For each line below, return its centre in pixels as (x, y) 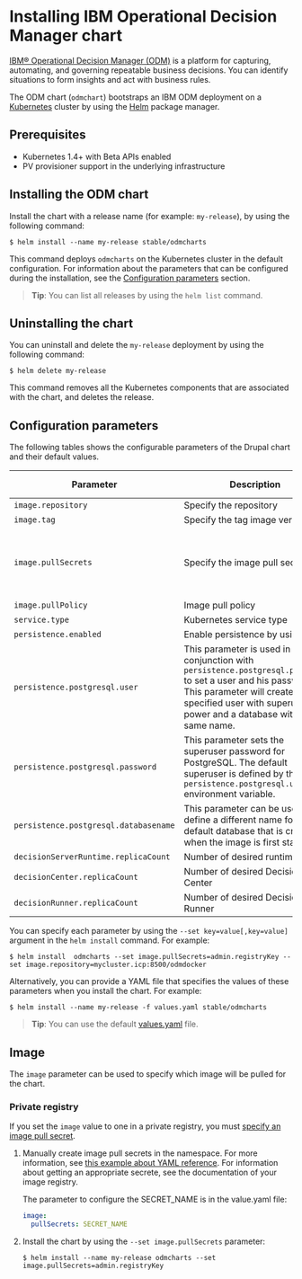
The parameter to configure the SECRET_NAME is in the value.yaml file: (155, 1199)
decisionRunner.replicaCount (76, 903)
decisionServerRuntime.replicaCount (92, 857)
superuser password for (235, 751)
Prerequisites (48, 135)
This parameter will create (239, 692)
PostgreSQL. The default (235, 763)
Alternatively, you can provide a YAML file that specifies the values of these (149, 981)
